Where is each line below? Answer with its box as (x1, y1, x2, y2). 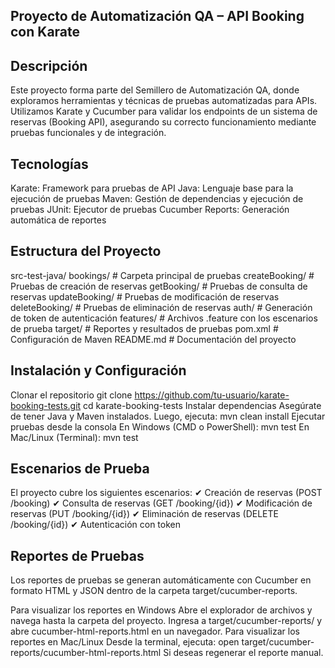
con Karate (10, 24, 81, 41)
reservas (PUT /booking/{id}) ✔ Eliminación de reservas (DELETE (10, 508, 279, 520)
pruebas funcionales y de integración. (10, 127, 167, 139)
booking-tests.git (10, 399, 82, 411)
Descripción (10, 57, 88, 74)
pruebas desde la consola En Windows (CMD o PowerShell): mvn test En (10, 420, 310, 433)
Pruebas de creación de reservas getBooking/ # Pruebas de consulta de (10, 280, 308, 292)
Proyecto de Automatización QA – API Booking (10, 8, 305, 25)
